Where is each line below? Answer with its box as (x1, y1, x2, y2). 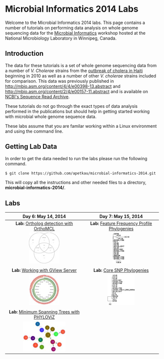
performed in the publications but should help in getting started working (5, 108, 150, 114)
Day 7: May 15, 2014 (99, 213, 143, 219)
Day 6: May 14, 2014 (22, 213, 66, 219)
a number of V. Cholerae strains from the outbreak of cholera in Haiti (5, 68, 143, 73)
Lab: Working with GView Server (12, 267, 77, 273)
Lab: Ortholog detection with (15, 220, 73, 226)
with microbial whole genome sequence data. (5, 114, 97, 120)
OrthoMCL (34, 226, 55, 231)
